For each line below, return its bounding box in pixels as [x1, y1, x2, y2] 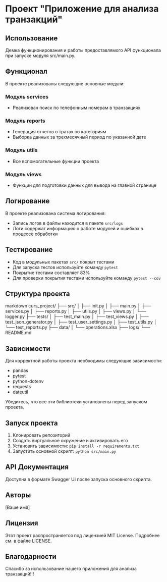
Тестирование [5, 245, 53, 254]
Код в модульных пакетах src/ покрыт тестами [12, 258, 115, 265]
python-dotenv [12, 378, 44, 384]
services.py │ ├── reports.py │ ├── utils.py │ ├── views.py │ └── [5, 308, 146, 314]
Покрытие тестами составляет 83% [12, 270, 90, 276]
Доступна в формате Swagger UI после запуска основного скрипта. [5, 476, 152, 482]
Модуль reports [5, 117, 45, 124]
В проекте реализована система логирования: [5, 210, 106, 216]
